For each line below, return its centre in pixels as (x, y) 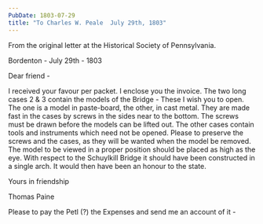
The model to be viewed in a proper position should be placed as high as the (132, 149)
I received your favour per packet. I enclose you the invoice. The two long (127, 90)
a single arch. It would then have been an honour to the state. (107, 166)
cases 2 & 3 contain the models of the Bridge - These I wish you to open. (126, 99)
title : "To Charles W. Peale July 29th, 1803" (88, 23)
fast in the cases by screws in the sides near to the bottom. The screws (124, 116)
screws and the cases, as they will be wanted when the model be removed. (130, 141)
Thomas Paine (31, 196)
